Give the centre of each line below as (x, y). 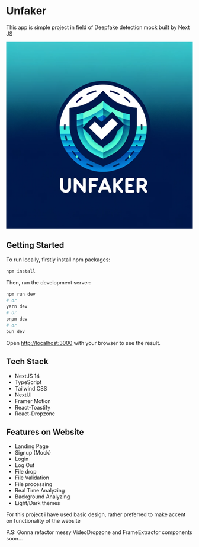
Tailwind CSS (31, 388)
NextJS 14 (27, 376)
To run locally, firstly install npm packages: (58, 260)
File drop (25, 472)
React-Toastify (33, 407)
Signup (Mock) (33, 453)
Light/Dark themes (37, 503)
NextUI (23, 395)
